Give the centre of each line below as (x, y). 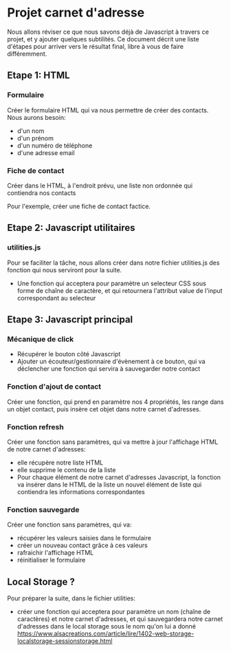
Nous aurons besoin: (36, 117)
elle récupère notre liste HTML (60, 462)
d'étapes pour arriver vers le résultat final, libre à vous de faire (96, 46)
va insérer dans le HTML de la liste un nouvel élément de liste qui (109, 485)
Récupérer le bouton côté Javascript (69, 354)
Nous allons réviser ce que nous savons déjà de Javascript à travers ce (108, 32)
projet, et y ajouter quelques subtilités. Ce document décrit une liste (103, 39)
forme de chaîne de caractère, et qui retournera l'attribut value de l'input (120, 290)
